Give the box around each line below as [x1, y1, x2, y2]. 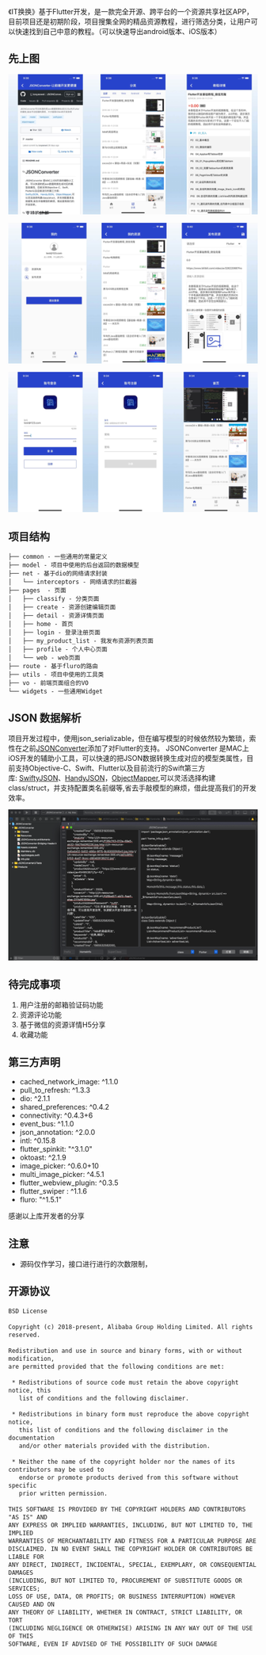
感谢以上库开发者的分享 [8, 1211, 85, 1221]
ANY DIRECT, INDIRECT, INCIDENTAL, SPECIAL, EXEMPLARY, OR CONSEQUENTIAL [8, 1561, 257, 1569]
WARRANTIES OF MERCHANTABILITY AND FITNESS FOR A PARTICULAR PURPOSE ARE [8, 1537, 257, 1545]
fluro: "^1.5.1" [19, 1195, 62, 1205]
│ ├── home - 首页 [8, 621, 74, 629]
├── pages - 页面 [8, 587, 66, 594]
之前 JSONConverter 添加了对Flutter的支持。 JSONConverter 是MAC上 [21, 743, 249, 753]
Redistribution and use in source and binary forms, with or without [8, 1347, 243, 1355]
